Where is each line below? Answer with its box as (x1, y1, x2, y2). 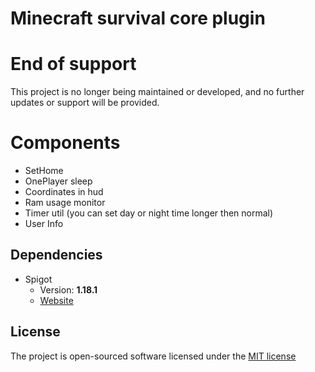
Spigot (24, 273, 53, 285)
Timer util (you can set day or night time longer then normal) (24, 207, 274, 219)
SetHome (24, 165, 64, 177)
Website (39, 294, 74, 306)
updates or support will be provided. (10, 97, 160, 109)
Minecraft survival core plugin (10, 7, 266, 30)
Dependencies (10, 247, 103, 264)
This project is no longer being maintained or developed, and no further (10, 86, 305, 98)
